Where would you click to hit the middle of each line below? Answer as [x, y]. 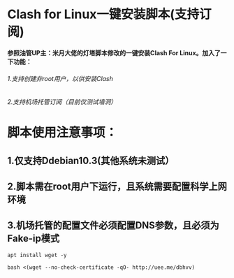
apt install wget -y [37, 255]
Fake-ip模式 [34, 239]
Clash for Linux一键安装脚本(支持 [103, 14]
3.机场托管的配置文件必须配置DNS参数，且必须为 [114, 225]
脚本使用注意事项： [63, 133]
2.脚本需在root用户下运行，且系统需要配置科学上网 [117, 186]
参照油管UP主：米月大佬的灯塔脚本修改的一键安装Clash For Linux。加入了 [114, 52]
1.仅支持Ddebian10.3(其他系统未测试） [91, 160]
